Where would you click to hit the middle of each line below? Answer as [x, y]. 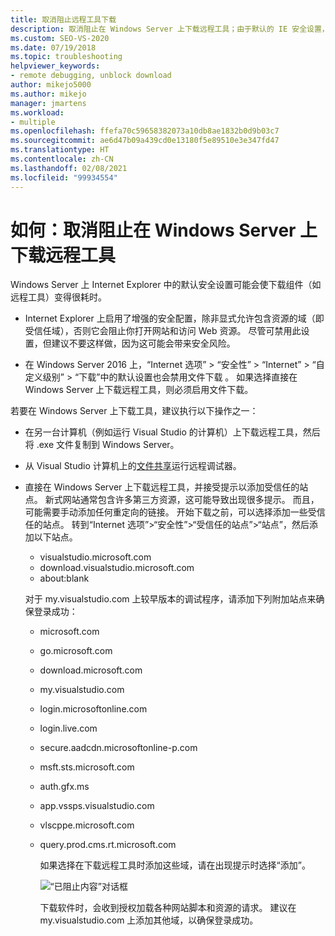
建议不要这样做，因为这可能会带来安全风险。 [143, 343]
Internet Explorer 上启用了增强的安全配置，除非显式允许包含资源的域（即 [174, 318]
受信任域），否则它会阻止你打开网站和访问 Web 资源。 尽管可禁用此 [163, 331]
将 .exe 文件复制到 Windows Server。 [102, 445]
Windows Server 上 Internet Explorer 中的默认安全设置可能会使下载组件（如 [166, 285]
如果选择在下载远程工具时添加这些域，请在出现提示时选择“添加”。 [175, 865]
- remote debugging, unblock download [91, 76]
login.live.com [68, 728]
